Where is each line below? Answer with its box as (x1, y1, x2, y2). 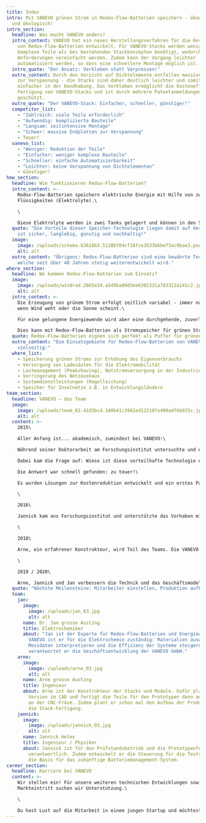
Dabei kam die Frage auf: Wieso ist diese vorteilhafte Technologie (17, 458, 196, 464)
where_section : (6, 265, 45, 271)
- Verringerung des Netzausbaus (17, 373, 100, 380)
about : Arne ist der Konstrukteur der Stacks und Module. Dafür (22, 688, 191, 695)
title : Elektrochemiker (22, 625, 84, 631)
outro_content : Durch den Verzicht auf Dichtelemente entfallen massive (12, 72, 202, 78)
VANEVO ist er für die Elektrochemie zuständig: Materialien (28, 637, 188, 643)
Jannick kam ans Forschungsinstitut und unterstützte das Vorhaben (17, 513, 193, 520)
